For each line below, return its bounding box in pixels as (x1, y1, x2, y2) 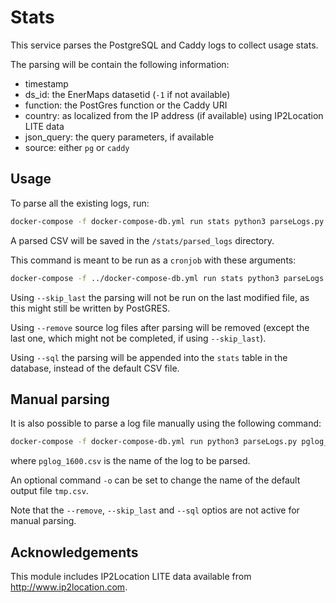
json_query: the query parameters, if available (24, 131, 215, 143)
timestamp (24, 77, 69, 90)
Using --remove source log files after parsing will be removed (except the (10, 321, 310, 333)
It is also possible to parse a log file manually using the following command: (10, 417, 322, 430)
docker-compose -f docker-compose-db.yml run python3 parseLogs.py (10, 437, 298, 447)
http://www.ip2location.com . (10, 581, 128, 593)
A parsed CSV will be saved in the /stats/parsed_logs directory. (10, 234, 275, 246)
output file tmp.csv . (10, 485, 89, 497)
